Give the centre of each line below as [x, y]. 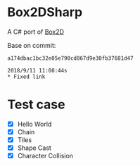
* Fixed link [26, 77]
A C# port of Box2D [36, 32]
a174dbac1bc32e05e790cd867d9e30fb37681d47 [70, 58]
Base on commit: [32, 45]
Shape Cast [34, 148]
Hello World [34, 124]
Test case [36, 104]
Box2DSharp [45, 12]
